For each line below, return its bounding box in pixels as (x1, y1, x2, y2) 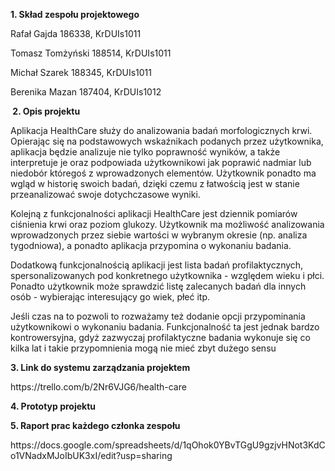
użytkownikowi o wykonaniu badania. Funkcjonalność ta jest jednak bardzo (10, 321, 320, 333)
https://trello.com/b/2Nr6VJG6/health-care (10, 381, 187, 393)
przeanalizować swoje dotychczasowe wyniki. (10, 189, 201, 200)
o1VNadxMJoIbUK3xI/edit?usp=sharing (10, 450, 173, 461)
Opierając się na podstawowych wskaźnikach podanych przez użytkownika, (10, 135, 324, 147)
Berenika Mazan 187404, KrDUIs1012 (10, 86, 162, 98)
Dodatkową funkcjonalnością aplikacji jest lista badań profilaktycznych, (10, 259, 304, 271)
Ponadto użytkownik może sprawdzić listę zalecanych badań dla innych (10, 280, 307, 292)
